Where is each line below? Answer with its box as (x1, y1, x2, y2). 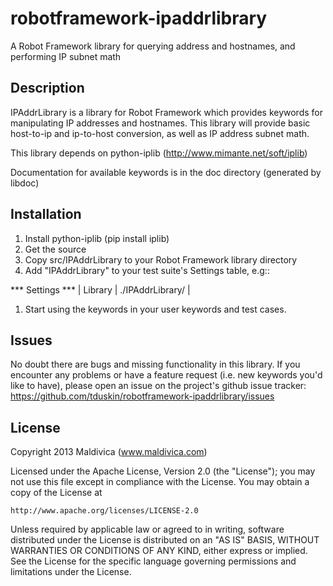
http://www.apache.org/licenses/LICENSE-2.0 (10, 506, 199, 516)
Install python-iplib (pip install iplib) (24, 232, 170, 244)
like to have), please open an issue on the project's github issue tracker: (10, 380, 307, 392)
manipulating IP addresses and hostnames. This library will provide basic (10, 117, 311, 129)
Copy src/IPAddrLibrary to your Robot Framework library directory (24, 253, 298, 266)
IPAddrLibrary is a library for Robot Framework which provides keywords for (10, 106, 323, 118)
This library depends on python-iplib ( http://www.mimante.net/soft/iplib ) (10, 147, 308, 159)
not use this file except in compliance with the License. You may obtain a (10, 476, 310, 488)
